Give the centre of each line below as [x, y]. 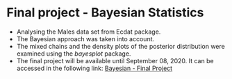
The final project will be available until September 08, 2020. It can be [115, 60]
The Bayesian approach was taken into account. [85, 38]
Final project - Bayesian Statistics [105, 13]
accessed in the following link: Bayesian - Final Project [94, 68]
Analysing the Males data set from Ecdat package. [89, 32]
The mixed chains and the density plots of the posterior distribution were [121, 46]
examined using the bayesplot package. [74, 54]
